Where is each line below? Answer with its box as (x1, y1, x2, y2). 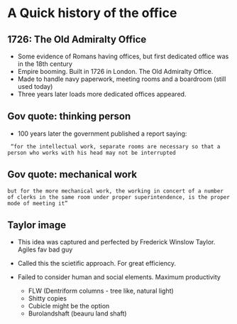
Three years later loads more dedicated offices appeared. (17, 90, 187, 98)
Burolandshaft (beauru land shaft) (28, 309, 127, 318)
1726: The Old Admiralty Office (7, 33, 147, 45)
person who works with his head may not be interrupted (7, 149, 176, 156)
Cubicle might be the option (28, 302, 110, 310)
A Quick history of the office (7, 5, 177, 21)
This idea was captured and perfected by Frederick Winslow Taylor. (17, 238, 216, 247)
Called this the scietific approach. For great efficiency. (17, 259, 176, 268)
